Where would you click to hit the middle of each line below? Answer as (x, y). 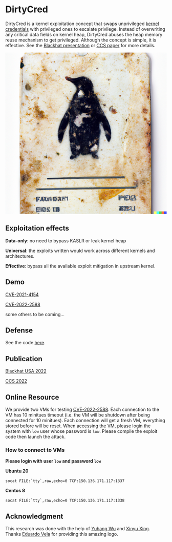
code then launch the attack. (35, 437)
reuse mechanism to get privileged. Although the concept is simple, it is (81, 40)
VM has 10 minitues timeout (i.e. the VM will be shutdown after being (78, 415)
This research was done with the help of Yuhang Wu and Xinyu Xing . (78, 529)
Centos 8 (15, 491)
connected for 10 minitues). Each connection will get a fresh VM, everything (85, 420)
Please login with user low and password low (53, 461)
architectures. (20, 256)
